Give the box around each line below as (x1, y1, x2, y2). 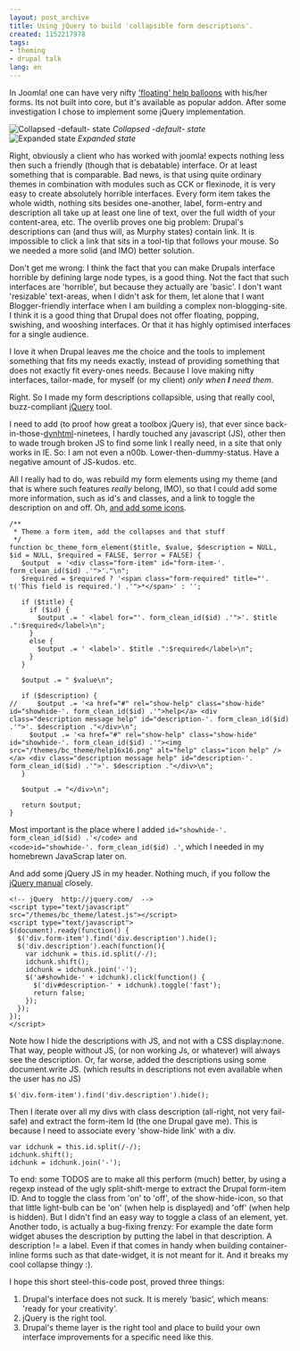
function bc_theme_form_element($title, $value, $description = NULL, (9, 543, 278, 551)
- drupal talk (9, 54, 62, 63)
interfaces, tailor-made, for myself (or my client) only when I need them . (9, 374, 274, 385)
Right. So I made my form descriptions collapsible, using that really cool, (9, 392, 275, 402)
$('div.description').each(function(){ (17, 941, 166, 950)
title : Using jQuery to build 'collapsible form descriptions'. (9, 21, 254, 30)
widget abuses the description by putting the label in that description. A (9, 1231, 272, 1241)
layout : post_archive (9, 12, 90, 22)
